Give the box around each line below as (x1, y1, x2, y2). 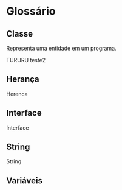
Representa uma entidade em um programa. (6, 44, 117, 52)
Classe (6, 29, 33, 39)
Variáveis (6, 175, 42, 186)
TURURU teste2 (6, 57, 46, 63)
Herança (6, 74, 39, 85)
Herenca (6, 90, 29, 97)
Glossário (6, 4, 56, 18)
